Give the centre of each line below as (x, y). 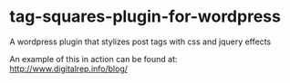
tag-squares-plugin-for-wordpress (145, 17)
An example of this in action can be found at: (93, 59)
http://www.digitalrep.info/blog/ (69, 69)
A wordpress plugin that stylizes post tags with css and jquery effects (140, 41)
